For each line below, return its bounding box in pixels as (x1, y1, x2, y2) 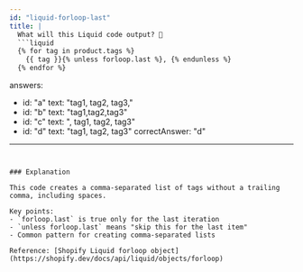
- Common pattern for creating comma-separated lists (9, 231, 216, 240)
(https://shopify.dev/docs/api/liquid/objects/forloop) (9, 254, 224, 263)
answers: (9, 80, 43, 90)
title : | (9, 22, 42, 31)
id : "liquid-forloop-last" (9, 13, 111, 23)
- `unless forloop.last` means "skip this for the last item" (9, 222, 248, 231)
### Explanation (9, 168, 70, 177)
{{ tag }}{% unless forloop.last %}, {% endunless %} (25, 55, 232, 64)
